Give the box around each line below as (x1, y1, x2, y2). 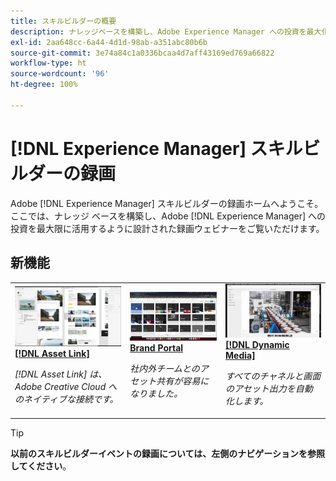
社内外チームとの (129, 362, 200, 374)
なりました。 (129, 387, 183, 399)
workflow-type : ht (10, 58, 87, 69)
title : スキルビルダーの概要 (10, 16, 117, 26)
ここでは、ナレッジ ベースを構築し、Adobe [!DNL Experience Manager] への (10, 210, 326, 222)
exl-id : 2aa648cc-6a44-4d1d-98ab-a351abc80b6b (10, 37, 208, 47)
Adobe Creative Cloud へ (14, 380, 117, 392)
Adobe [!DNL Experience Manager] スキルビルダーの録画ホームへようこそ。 (10, 197, 324, 209)
